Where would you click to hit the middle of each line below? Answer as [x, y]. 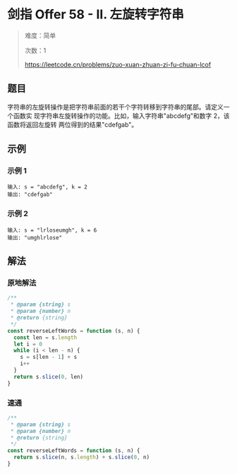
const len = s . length [45, 337]
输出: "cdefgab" [30, 195]
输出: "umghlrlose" [35, 237]
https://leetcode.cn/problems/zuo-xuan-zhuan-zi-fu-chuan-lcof [118, 64]
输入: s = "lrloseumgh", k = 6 [52, 230]
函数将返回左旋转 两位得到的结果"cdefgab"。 [73, 124]
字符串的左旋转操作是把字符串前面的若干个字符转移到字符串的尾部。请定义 [115, 107]
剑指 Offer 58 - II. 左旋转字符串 [96, 14]
